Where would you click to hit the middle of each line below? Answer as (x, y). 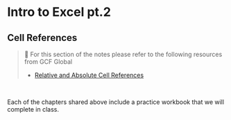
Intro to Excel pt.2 (59, 12)
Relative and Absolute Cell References (89, 75)
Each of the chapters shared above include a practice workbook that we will (115, 102)
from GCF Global (48, 62)
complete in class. (33, 109)
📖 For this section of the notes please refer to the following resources (123, 54)
